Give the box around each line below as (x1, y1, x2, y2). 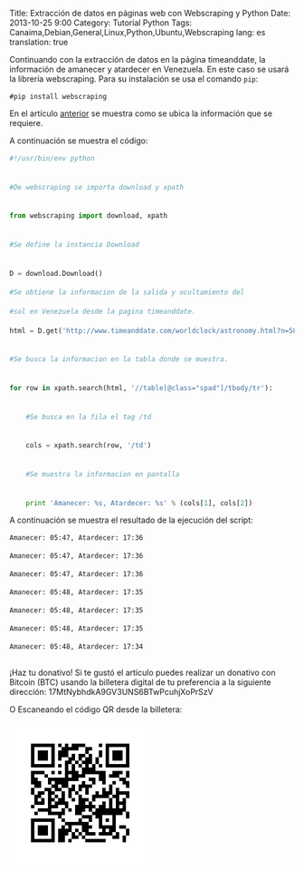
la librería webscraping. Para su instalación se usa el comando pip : (9, 73, 259, 84)
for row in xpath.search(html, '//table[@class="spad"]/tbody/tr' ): (9, 384, 273, 393)
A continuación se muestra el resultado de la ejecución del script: (9, 514, 253, 525)
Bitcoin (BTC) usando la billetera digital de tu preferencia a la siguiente (9, 676, 271, 688)
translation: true (9, 36, 69, 47)
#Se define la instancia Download (9, 240, 140, 249)
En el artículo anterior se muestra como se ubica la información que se (9, 108, 273, 119)
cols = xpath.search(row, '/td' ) (25, 441, 152, 450)
